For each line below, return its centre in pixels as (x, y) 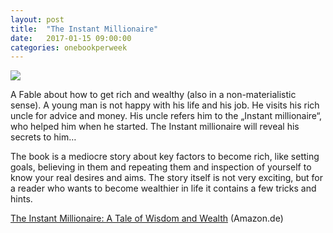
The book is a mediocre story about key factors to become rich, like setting (165, 157)
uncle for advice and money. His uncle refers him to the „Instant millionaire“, (166, 116)
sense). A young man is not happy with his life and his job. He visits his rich (165, 105)
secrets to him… (43, 137)
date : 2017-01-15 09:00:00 (71, 38)
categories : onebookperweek (69, 47)
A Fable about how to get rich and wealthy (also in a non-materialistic (153, 95)
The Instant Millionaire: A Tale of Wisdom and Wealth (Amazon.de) (147, 218)
